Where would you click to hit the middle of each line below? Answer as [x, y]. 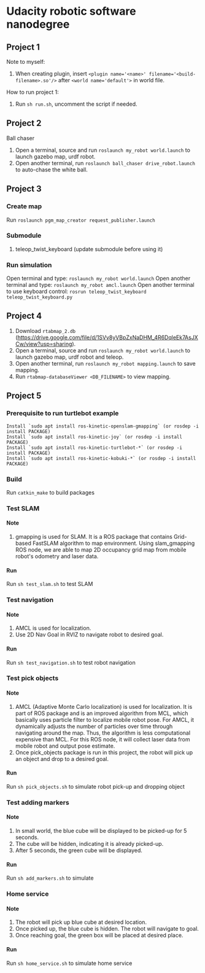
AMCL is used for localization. [53, 628]
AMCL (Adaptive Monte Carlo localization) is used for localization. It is [104, 706]
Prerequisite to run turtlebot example [63, 413]
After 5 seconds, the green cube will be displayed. [79, 850]
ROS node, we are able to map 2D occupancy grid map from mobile [101, 550]
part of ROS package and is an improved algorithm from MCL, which [102, 713]
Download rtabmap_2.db [45, 330]
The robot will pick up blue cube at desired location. [81, 922]
